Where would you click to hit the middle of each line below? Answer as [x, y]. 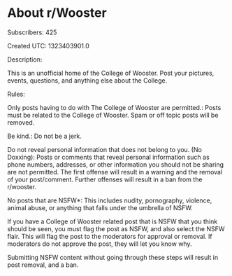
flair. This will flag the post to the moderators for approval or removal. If [110, 236]
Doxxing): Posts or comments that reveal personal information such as [108, 157]
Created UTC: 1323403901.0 [48, 46]
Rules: [16, 94]
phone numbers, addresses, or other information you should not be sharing [116, 164]
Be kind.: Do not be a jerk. [45, 136]
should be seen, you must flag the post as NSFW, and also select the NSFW [116, 228]
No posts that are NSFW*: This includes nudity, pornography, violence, [110, 200]
